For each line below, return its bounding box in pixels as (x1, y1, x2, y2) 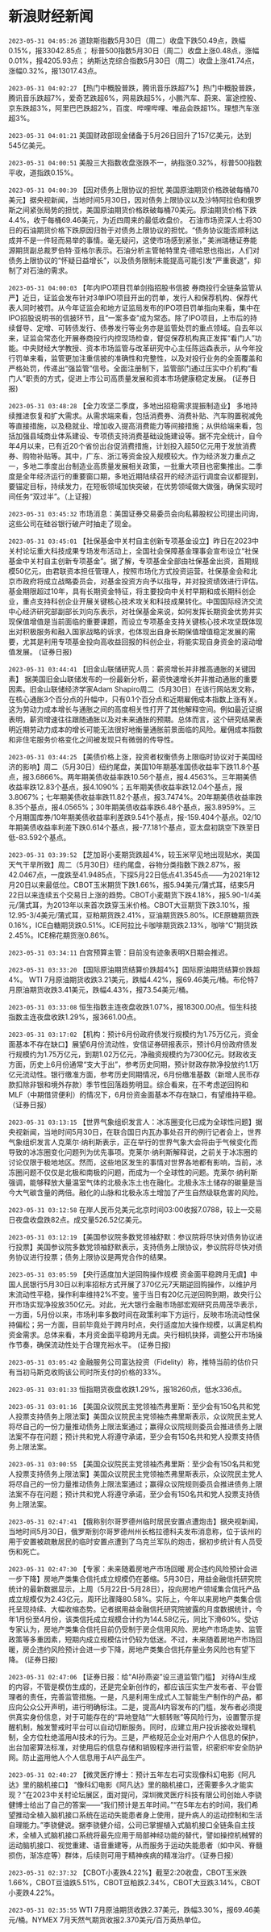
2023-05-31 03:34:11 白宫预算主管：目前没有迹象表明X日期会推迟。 (8, 947, 232, 957)
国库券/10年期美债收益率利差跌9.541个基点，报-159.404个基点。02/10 (29, 812, 262, 822)
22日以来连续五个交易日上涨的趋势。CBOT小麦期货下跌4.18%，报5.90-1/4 (8, 889, 254, 900)
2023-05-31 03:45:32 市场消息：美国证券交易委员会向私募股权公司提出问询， (8, 508, 263, 518)
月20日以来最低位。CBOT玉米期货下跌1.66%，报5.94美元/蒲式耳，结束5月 (8, 880, 256, 889)
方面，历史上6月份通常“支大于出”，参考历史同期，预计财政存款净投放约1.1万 (8, 1059, 260, 1069)
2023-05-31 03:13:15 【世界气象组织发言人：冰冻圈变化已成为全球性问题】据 (8, 1117, 263, 1127)
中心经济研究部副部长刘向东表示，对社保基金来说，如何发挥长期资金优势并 (8, 606, 256, 616)
